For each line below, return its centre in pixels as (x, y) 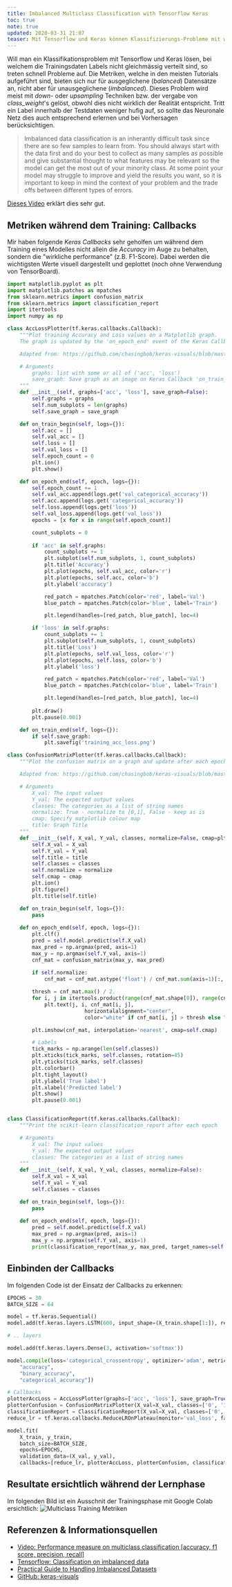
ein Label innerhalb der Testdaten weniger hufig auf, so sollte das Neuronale (116, 111)
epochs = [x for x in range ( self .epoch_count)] (101, 520)
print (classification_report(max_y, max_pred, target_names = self (128, 1246)
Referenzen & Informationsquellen (83, 1530)
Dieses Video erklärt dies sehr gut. (56, 203)
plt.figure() (51, 889)
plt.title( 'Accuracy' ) (77, 565)
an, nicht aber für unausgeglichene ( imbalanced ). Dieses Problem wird (108, 89)
